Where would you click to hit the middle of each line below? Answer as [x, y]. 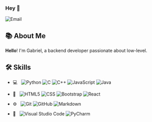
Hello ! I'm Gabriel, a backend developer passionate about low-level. [76, 51]
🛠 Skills [18, 67]
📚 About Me [25, 36]
